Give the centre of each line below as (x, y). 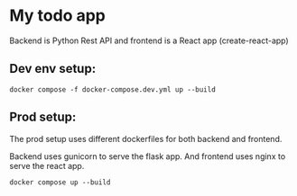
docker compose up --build (60, 182)
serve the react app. (47, 165)
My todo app (58, 16)
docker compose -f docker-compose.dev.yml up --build (113, 89)
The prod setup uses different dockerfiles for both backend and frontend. (146, 138)
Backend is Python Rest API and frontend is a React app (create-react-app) (149, 40)
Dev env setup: (53, 69)
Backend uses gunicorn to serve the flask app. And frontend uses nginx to (148, 156)
